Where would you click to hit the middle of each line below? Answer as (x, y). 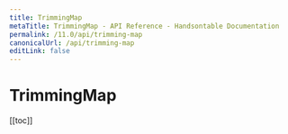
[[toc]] (21, 121)
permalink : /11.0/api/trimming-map (76, 34)
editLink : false (40, 51)
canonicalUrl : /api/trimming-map (72, 43)
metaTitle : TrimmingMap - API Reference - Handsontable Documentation (144, 26)
